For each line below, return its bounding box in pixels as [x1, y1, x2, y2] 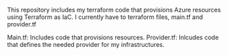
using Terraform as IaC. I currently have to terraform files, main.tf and [7, 13, 203, 21]
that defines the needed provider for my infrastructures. [7, 41, 165, 48]
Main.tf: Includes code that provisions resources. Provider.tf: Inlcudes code [7, 33, 219, 41]
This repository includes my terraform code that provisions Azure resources [7, 6, 221, 14]
